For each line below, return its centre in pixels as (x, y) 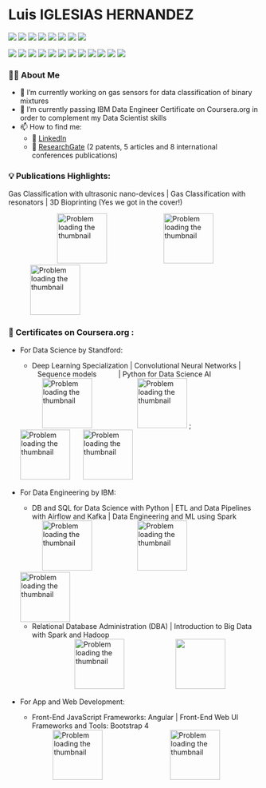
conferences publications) (74, 155)
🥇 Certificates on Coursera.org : (71, 332)
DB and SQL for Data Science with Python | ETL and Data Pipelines (141, 507)
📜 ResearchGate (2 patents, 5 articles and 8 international (124, 147)
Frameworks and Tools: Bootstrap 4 (90, 726)
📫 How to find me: (51, 127)
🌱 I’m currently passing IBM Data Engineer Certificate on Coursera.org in (139, 109)
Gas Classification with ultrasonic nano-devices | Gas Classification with (127, 193)
